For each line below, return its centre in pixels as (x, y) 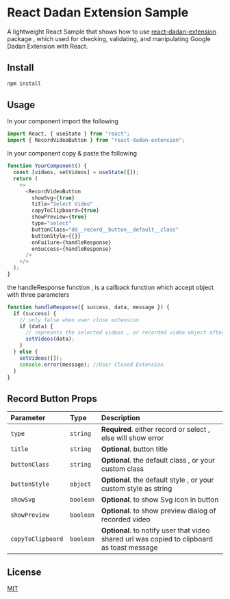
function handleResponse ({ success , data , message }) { (88, 307)
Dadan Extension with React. (48, 46)
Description (121, 418)
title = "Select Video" (63, 204)
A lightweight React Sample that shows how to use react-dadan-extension (112, 32)
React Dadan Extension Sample (98, 13)
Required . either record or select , (156, 430)
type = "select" (52, 223)
